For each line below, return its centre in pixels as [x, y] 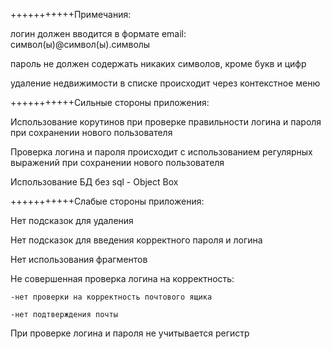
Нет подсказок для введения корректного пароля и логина [136, 240]
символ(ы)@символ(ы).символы [80, 44]
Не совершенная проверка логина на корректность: [122, 278]
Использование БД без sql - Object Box [94, 182]
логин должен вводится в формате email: [98, 33]
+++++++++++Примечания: [71, 14]
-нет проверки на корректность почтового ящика [111, 297]
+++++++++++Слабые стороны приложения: [107, 201]
